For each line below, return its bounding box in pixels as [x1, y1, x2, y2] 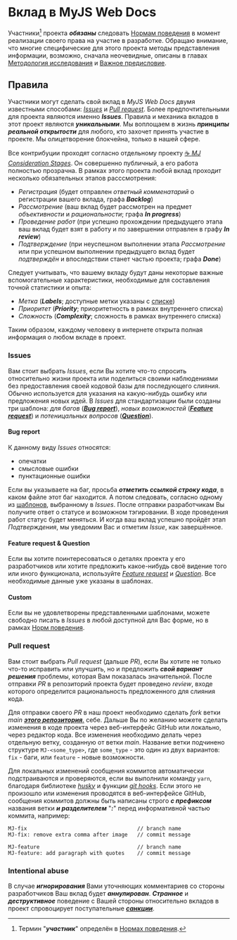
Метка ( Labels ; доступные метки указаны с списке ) [18, 297, 175, 306]
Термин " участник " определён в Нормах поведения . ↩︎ [18, 924, 186, 932]
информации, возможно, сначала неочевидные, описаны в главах [8, 51, 208, 60]
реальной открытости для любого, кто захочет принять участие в [8, 127, 210, 136]
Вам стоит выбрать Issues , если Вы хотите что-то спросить [8, 366, 187, 375]
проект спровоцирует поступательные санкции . [8, 904, 155, 913]
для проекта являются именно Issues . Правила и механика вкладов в [8, 112, 219, 121]
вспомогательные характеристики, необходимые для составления [8, 276, 210, 285]
